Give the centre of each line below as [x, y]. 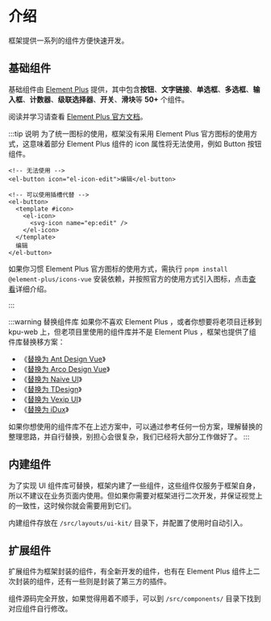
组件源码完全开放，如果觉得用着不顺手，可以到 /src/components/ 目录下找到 [135, 598]
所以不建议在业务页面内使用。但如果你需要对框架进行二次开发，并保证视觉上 [135, 495]
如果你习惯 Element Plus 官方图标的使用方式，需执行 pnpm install [118, 269]
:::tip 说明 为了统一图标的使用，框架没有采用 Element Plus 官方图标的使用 [129, 133]
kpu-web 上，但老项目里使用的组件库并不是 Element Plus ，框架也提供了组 [132, 331]
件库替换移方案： [37, 342]
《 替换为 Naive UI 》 [51, 379]
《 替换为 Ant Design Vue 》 [63, 359]
